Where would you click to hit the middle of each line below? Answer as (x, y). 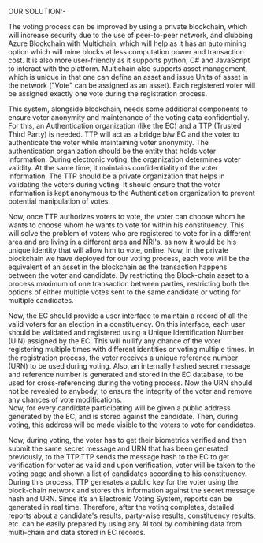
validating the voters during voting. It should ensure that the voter (115, 184)
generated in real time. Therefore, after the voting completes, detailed (121, 507)
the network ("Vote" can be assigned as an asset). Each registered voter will (132, 85)
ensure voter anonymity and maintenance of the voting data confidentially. (129, 117)
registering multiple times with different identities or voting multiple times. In (131, 349)
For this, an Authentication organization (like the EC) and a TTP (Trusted (125, 126)
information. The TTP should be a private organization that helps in (117, 176)
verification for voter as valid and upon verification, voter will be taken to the (132, 465)
